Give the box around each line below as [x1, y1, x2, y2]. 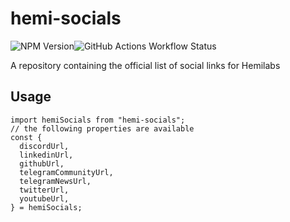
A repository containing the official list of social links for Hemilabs [10, 59, 281, 71]
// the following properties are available [10, 123, 195, 134]
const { [10, 132, 43, 142]
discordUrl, [19, 141, 70, 151]
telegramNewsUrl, [19, 176, 92, 186]
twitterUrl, [19, 185, 70, 195]
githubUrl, [19, 158, 65, 169]
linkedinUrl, [19, 150, 74, 160]
